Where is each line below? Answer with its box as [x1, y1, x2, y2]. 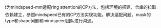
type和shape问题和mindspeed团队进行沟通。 [5, 18, 96, 23]
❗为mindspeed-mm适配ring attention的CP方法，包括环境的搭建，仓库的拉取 [5, 4, 157, 10]
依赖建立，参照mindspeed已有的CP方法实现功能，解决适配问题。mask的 [5, 12, 151, 17]
